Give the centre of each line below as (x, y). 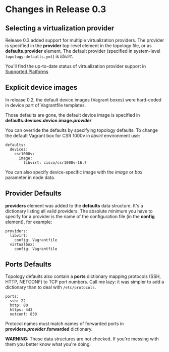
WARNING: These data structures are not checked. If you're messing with (82, 339)
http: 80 (19, 305)
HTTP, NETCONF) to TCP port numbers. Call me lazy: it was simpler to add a (85, 282)
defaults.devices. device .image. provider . (49, 120)
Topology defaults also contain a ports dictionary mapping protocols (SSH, (83, 276)
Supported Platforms (27, 72)
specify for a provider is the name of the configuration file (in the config (80, 216)
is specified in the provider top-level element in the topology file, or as (79, 46)
